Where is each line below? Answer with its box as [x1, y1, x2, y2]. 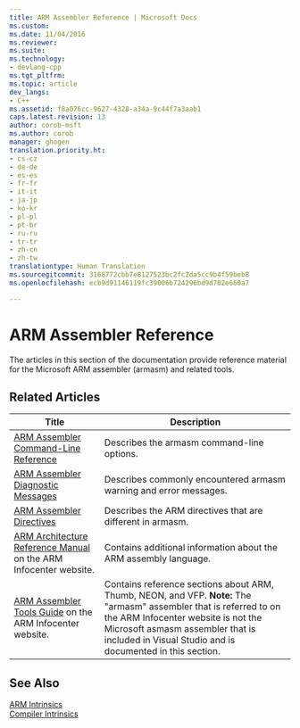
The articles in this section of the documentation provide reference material [9, 354, 287, 365]
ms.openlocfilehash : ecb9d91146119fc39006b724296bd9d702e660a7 [9, 278, 250, 287]
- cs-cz [9, 153, 38, 163]
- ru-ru [9, 228, 38, 237]
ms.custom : [9, 21, 50, 30]
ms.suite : [9, 46, 46, 55]
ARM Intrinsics [9, 699, 63, 710]
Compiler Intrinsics [9, 708, 79, 719]
